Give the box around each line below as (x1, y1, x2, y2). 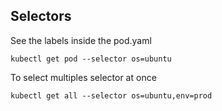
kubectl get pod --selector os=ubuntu (10, 54, 172, 64)
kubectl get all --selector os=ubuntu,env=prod (10, 90, 213, 101)
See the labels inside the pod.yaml (10, 34, 152, 46)
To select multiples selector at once (10, 71, 157, 83)
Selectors (10, 8, 72, 25)
